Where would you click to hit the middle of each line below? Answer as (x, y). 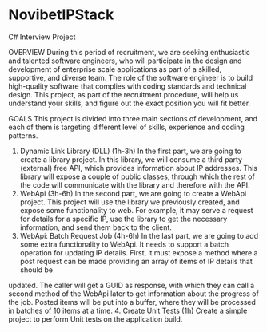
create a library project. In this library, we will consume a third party (131, 159)
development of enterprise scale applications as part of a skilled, (115, 69)
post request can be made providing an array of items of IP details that (136, 261)
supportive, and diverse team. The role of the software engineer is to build (131, 77)
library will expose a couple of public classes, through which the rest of (137, 176)
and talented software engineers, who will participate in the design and (125, 61)
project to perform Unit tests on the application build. (96, 319)
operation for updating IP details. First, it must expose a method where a (139, 252)
